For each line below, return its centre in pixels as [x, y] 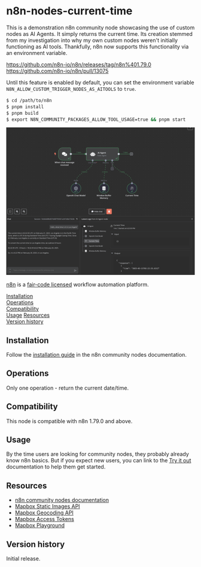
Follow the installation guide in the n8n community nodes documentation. [97, 354]
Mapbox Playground [39, 525]
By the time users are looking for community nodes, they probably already [98, 454]
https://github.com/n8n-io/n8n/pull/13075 [57, 71]
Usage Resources [28, 315]
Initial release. [23, 559]
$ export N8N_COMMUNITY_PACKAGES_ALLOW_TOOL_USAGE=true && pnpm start [96, 119]
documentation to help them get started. [56, 467]
